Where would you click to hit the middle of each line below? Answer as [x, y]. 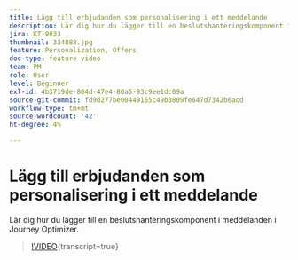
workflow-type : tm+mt [49, 108]
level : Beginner [39, 83]
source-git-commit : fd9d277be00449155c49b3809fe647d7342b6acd [126, 100]
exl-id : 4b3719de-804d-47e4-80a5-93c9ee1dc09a [97, 91]
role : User [29, 75]
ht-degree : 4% [35, 125]
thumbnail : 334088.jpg [51, 42]
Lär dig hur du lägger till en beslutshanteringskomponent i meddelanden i [143, 219]
